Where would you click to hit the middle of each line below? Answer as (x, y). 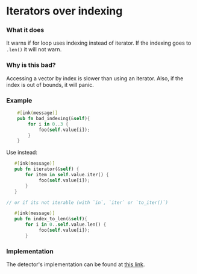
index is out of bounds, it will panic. (50, 84)
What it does (25, 30)
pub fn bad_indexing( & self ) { (54, 118)
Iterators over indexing (64, 11)
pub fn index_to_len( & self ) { (51, 219)
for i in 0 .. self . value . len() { (66, 225)
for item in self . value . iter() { (67, 175)
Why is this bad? (31, 65)
